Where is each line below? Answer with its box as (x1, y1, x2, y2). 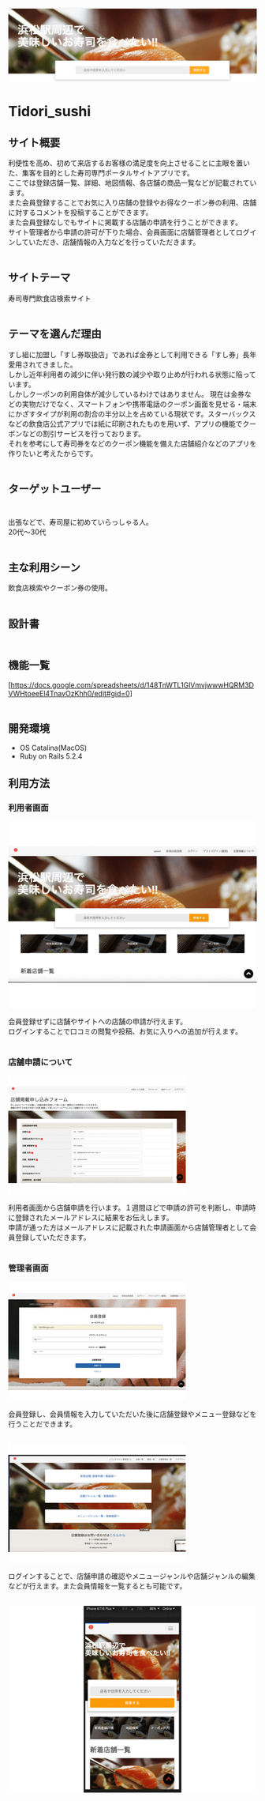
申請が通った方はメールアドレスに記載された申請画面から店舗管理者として (8, 1223, 250, 1232)
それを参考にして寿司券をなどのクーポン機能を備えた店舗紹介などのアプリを (8, 439, 257, 448)
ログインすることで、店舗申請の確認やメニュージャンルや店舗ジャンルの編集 (8, 1571, 256, 1581)
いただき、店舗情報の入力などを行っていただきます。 (28, 237, 200, 247)
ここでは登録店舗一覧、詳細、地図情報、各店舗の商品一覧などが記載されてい (8, 178, 257, 188)
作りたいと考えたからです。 (8, 448, 98, 458)
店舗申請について (8, 1057, 73, 1068)
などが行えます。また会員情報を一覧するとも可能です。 (8, 1581, 187, 1591)
